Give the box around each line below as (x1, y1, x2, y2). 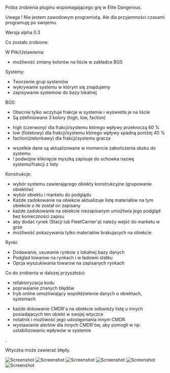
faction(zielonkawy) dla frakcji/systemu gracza (12, 135, 111, 141)
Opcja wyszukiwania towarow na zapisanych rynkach (12, 260, 125, 266)
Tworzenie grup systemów (12, 79, 69, 84)
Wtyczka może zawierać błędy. (5, 347, 71, 353)
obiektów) (12, 186, 34, 192)
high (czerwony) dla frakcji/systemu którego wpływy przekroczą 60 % (12, 125, 160, 130)
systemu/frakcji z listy (12, 161, 59, 167)
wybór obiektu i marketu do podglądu (12, 192, 91, 198)
